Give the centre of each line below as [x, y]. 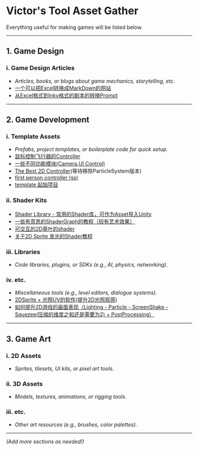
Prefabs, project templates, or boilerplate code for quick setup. [91, 149]
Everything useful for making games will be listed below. [75, 27]
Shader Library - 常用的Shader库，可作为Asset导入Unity [83, 214]
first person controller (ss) [46, 178]
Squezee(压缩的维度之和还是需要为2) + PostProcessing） [85, 314]
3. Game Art [29, 339]
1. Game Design [35, 51]
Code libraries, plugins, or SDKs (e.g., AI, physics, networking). [91, 264]
